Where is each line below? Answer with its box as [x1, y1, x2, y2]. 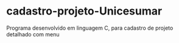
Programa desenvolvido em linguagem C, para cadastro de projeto [6, 24, 174, 31]
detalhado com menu [6, 30, 60, 38]
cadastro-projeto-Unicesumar [6, 4, 163, 18]
